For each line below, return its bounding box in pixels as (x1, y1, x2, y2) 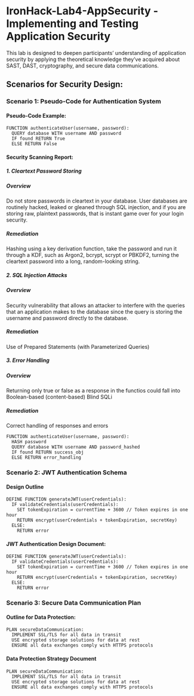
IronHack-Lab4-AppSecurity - (6, 4, 159, 18)
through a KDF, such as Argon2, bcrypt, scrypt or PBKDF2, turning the (6, 252, 179, 259)
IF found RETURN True (11, 136, 66, 142)
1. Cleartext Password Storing (6, 167, 82, 174)
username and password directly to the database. (6, 314, 128, 321)
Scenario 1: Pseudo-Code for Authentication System (6, 97, 161, 106)
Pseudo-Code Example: (6, 112, 67, 119)
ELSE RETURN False (11, 141, 58, 147)
